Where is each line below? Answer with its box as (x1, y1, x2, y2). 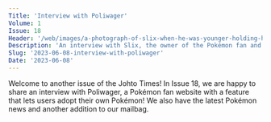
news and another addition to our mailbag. (8, 104, 149, 113)
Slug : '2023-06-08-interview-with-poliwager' (8, 49, 164, 57)
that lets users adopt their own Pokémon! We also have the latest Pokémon (8, 96, 257, 105)
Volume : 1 (8, 19, 42, 27)
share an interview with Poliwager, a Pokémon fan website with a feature (8, 87, 250, 96)
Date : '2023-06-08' (8, 57, 74, 65)
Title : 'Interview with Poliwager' (8, 11, 128, 20)
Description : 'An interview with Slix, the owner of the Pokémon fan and (8, 42, 262, 50)
